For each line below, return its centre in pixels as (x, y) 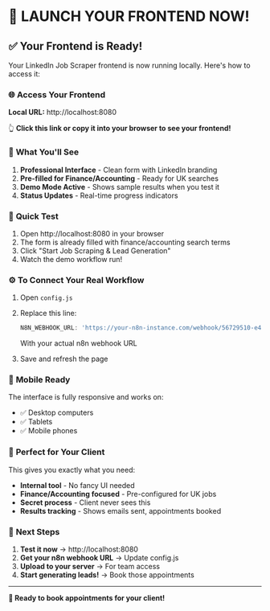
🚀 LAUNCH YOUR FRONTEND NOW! (129, 16)
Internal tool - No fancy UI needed (77, 485)
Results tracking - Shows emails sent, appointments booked (121, 511)
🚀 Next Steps (34, 531)
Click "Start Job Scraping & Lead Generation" (95, 250)
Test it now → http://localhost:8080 (79, 549)
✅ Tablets (36, 422)
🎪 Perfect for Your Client (57, 452)
